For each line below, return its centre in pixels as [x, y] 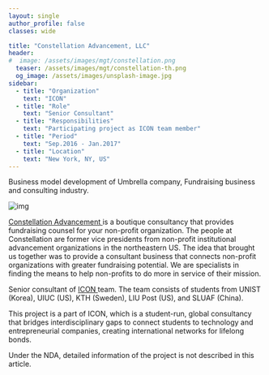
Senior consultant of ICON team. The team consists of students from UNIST [135, 290]
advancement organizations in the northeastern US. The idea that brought [132, 248]
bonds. [20, 340]
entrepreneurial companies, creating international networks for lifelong [126, 331]
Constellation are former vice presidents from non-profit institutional [122, 239]
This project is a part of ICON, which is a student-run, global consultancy [130, 314]
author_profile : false [47, 24]
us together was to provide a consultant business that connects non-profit [132, 256]
